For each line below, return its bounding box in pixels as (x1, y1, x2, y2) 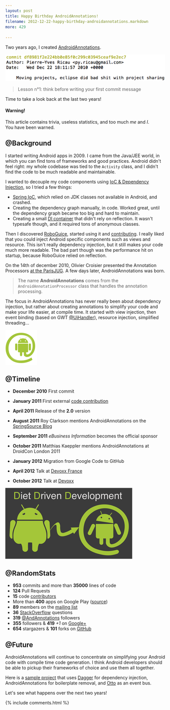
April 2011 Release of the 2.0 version (12, 408, 90, 414)
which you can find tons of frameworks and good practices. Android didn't (5, 158, 161, 164)
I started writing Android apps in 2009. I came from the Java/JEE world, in (5, 153, 160, 159)
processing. (17, 288, 43, 294)
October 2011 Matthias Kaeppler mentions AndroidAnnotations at (12, 443, 149, 449)
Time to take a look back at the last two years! (5, 96, 101, 102)
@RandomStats (5, 569, 56, 577)
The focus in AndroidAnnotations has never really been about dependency (5, 298, 161, 304)
